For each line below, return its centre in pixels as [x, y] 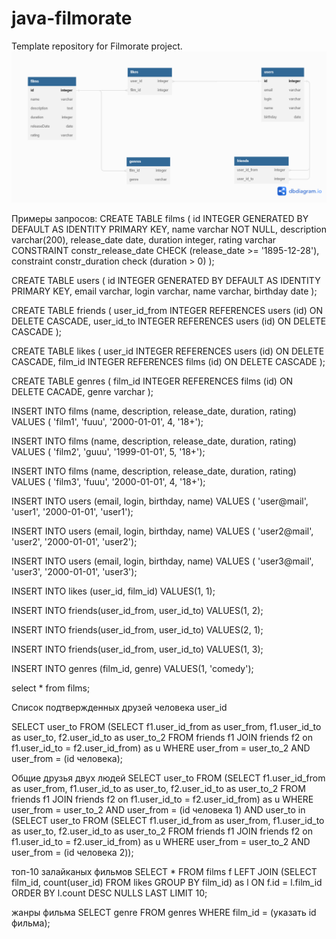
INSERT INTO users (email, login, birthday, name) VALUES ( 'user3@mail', [162, 561]
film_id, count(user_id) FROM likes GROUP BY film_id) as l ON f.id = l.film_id [167, 883]
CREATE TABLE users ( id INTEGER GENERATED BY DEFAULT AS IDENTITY [166, 281]
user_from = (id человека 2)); [72, 853]
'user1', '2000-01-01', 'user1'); [72, 512]
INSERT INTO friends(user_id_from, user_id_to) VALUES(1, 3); [137, 649]
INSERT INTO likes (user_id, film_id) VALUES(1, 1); [113, 591]
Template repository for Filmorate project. [97, 46]
